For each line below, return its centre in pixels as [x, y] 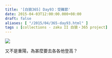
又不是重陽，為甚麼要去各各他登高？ [41, 51]
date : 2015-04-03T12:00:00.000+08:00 [43, 14]
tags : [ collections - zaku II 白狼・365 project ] [56, 28]
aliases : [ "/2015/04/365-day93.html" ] [47, 23]
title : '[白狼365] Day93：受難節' [38, 9]
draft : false [18, 18]
